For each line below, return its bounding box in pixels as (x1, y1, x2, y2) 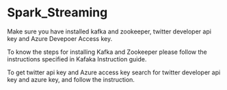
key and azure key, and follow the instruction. (7, 75, 135, 83)
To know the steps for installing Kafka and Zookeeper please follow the (7, 48, 207, 56)
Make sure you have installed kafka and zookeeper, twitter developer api (7, 27, 212, 35)
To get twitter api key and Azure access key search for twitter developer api (7, 68, 221, 76)
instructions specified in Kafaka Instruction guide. (7, 55, 147, 63)
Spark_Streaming (7, 5, 108, 20)
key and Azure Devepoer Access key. (7, 34, 113, 42)
